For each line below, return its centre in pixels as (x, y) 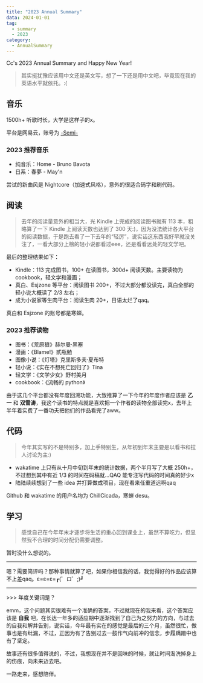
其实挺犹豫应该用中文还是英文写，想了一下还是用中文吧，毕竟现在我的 (108, 75)
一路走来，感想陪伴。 (33, 674)
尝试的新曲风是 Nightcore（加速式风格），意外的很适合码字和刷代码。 (92, 184)
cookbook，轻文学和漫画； (49, 277)
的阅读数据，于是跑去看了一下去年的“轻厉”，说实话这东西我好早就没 (105, 236)
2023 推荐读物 (27, 330)
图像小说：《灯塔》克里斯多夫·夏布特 (60, 360)
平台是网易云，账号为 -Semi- (42, 132)
